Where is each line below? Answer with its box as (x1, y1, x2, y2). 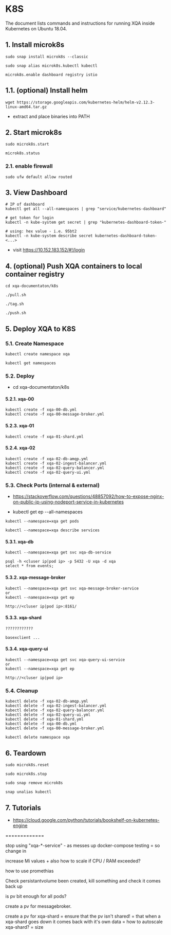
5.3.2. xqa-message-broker (5, 574, 66, 580)
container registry (5, 269, 65, 278)
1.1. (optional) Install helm (5, 86, 88, 95)
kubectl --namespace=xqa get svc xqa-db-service (5, 550, 111, 555)
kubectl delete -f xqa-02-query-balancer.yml (5, 708, 104, 713)
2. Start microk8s (5, 128, 62, 137)
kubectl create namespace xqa (5, 351, 70, 356)
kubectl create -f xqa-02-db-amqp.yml (5, 456, 88, 461)
